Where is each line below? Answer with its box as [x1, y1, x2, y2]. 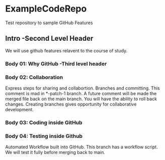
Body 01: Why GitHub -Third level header [5, 60, 107, 67]
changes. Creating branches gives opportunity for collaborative [5, 101, 137, 107]
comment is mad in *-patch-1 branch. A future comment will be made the [5, 90, 157, 96]
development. [5, 106, 34, 112]
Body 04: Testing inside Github [5, 132, 83, 139]
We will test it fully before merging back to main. [5, 149, 106, 155]
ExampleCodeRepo [5, 3, 87, 15]
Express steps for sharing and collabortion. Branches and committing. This [5, 85, 160, 91]
